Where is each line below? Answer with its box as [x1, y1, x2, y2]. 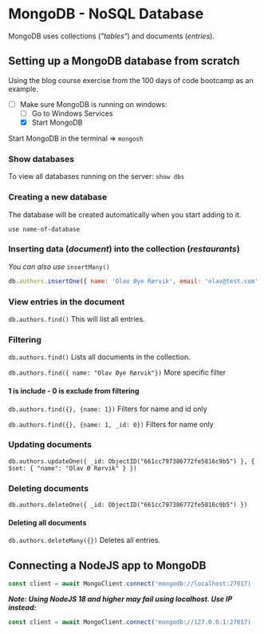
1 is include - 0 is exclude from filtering [8, 386, 140, 395]
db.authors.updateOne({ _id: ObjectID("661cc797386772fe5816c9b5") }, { [8, 457, 255, 466]
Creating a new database [8, 192, 108, 203]
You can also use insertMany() [8, 261, 110, 271]
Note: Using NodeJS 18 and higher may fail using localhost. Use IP [8, 594, 233, 604]
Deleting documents [8, 482, 89, 493]
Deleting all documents [8, 517, 87, 527]
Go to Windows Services [31, 109, 113, 118]
